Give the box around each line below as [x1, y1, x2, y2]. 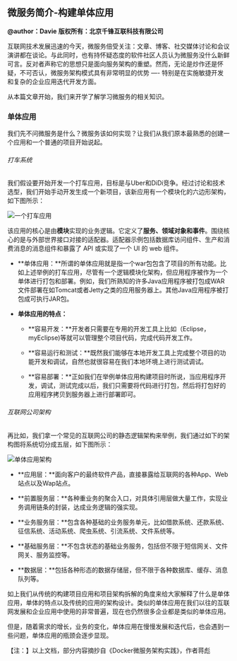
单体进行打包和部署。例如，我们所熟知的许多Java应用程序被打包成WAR [17, 277, 225, 285]
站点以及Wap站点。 [17, 478, 75, 487]
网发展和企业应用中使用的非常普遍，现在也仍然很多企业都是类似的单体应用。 [7, 607, 230, 616]
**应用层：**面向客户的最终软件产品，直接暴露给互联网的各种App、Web [17, 470, 229, 478]
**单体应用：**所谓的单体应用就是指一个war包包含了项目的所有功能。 [17, 259, 221, 268]
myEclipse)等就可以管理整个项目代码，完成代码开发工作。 [28, 333, 196, 342]
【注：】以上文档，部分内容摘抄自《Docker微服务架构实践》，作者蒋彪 [7, 646, 211, 655]
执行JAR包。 [36, 294, 73, 303]
